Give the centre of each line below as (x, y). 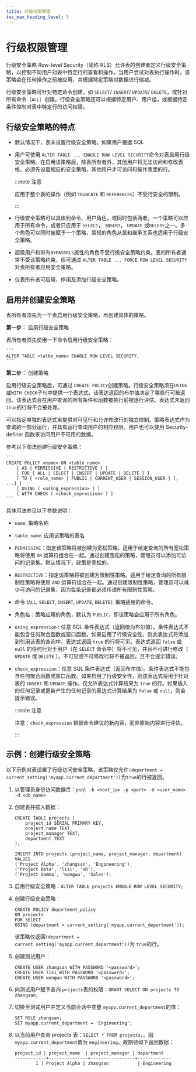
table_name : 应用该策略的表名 (50, 535)
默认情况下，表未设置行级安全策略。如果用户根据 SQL (79, 142)
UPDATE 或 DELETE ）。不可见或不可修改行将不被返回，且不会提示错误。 (97, 656)
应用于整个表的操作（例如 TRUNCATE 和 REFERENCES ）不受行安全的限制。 (99, 194)
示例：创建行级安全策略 (48, 754)
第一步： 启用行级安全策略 (37, 327)
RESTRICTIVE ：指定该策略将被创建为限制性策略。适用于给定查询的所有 (98, 575)
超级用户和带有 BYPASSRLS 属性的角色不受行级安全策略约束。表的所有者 (98, 252)
